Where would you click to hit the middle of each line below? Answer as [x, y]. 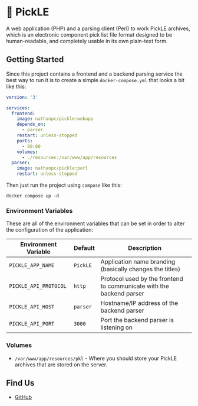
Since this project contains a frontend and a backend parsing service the [94, 74]
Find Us [20, 383]
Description [145, 248]
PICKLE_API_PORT [32, 324]
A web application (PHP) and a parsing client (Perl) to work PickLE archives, [98, 28]
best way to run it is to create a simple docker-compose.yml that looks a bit [95, 80]
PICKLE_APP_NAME [32, 266]
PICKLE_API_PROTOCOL [38, 286]
